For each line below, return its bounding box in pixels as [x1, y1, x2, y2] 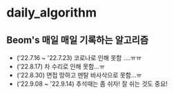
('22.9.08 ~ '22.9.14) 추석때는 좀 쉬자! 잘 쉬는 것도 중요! [16, 79, 168, 88]
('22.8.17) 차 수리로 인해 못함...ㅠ [16, 62, 105, 70]
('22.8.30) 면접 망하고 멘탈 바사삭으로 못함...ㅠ [16, 71, 142, 79]
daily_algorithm [6, 5, 97, 21]
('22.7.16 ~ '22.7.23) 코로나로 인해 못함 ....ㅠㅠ [16, 54, 142, 62]
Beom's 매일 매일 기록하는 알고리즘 [6, 34, 149, 46]
